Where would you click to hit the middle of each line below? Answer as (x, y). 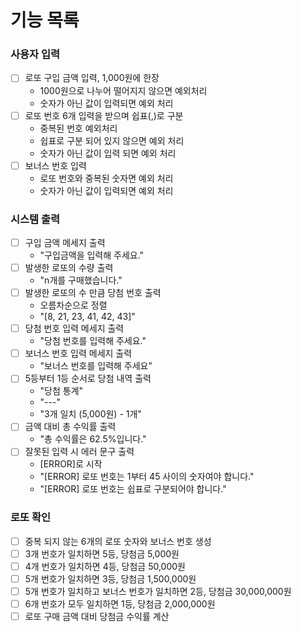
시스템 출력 (35, 219)
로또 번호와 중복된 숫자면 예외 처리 (106, 178)
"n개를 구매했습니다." (81, 280)
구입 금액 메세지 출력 (65, 242)
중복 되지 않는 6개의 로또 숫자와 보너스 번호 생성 (118, 541)
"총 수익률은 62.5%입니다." (93, 439)
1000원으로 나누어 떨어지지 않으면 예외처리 (123, 90)
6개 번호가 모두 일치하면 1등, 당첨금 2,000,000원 (120, 604)
